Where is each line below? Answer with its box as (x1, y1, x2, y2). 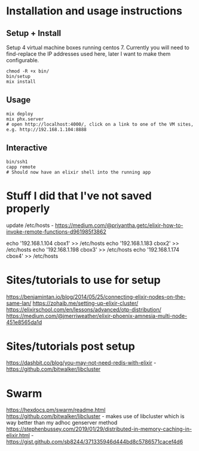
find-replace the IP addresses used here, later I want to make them (6, 50, 171, 57)
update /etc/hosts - (6, 222, 54, 229)
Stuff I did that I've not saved (6, 189, 152, 202)
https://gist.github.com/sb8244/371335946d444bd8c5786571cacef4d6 (6, 438, 183, 446)
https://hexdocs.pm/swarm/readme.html (6, 406, 106, 414)
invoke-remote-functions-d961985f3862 (6, 228, 106, 235)
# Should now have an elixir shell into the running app (6, 169, 151, 175)
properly (6, 202, 50, 215)
